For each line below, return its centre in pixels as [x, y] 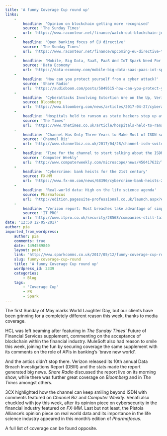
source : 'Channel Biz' [46, 139]
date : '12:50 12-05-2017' [32, 222]
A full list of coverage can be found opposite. [51, 428]
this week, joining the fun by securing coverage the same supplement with [82, 347]
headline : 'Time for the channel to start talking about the [88, 153]
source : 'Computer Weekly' [51, 158]
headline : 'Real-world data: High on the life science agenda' [90, 190]
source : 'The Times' [44, 121]
